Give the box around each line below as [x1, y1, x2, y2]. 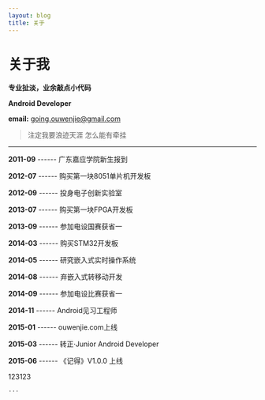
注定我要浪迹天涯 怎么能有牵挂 [27, 130, 127, 140]
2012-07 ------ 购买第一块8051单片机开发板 [8, 172, 151, 181]
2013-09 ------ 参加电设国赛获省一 [8, 222, 122, 232]
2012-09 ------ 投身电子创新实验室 [8, 188, 122, 198]
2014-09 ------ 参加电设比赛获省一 [8, 289, 123, 299]
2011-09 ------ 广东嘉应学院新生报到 [8, 155, 128, 164]
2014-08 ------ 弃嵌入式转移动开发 [8, 272, 123, 281]
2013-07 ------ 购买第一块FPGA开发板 [8, 205, 133, 214]
